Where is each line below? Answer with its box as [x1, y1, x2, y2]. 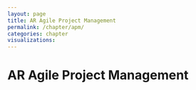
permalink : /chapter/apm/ [7, 23, 84, 30]
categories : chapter [7, 30, 69, 38]
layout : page [7, 10, 46, 18]
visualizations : [7, 37, 56, 44]
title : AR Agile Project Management [7, 17, 116, 24]
